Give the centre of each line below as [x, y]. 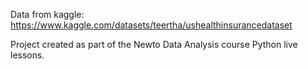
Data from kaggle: [47, 14]
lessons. [27, 55]
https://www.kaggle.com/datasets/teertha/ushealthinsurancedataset [151, 25]
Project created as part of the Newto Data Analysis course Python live [154, 44]
